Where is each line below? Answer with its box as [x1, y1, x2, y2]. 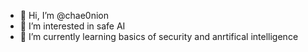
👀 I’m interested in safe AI [19, 20, 126, 32]
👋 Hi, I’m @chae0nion [19, 10, 109, 21]
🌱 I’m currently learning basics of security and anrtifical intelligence [19, 31, 299, 42]
